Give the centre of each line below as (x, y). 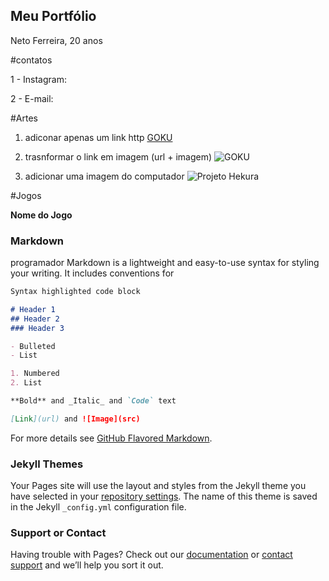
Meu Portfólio (53, 16)
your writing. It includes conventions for (92, 273)
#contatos (31, 60)
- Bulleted (33, 346)
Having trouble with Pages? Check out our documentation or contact (151, 555)
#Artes (24, 118)
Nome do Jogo (41, 215)
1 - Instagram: (38, 79)
